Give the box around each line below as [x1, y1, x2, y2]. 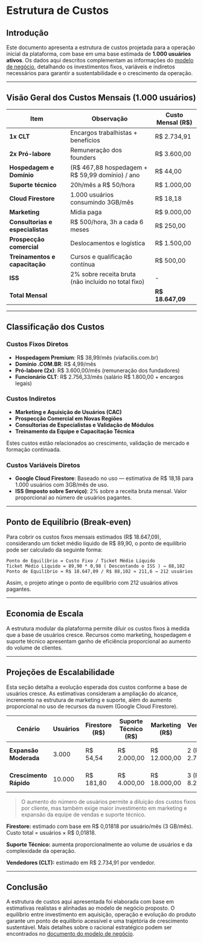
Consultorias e [9, 217, 53, 226]
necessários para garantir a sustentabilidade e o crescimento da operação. [6, 70, 193, 76]
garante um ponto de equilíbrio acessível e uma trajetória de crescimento [6, 918, 188, 925]
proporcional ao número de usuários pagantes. [14, 494, 132, 501]
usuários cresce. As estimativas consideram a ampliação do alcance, [6, 689, 178, 697]
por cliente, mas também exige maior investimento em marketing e [21, 804, 187, 812]
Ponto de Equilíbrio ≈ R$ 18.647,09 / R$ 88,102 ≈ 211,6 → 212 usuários [6, 568, 193, 574]
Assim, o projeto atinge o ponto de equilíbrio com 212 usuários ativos [6, 579, 178, 586]
